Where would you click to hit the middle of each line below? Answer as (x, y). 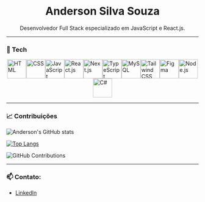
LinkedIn (26, 192)
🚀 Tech (17, 49)
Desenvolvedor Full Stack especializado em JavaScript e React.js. (103, 28)
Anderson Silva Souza (103, 11)
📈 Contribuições (32, 116)
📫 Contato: (24, 177)
